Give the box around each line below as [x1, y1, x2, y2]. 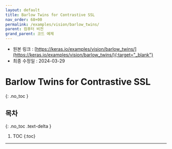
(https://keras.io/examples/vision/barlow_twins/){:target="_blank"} [12, 52, 154, 58]
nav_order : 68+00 [5, 17, 42, 22]
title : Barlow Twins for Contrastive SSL [5, 12, 95, 17]
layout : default [5, 7, 40, 13]
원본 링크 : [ [12, 46, 37, 52]
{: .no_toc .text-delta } [5, 123, 52, 129]
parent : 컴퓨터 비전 [5, 27, 44, 32]
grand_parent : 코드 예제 [5, 31, 54, 36]
